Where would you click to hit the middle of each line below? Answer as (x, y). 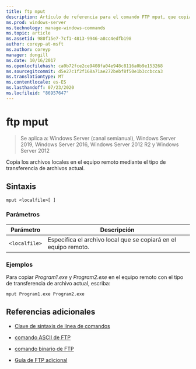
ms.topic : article (28, 33)
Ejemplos (20, 264)
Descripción (118, 230)
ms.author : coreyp (28, 50)
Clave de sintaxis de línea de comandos (62, 326)
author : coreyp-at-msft (35, 44)
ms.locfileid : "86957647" (37, 93)
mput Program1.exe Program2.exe (45, 294)
